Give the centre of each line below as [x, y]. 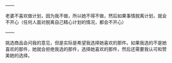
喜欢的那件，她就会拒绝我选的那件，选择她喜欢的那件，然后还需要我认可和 [84, 49]
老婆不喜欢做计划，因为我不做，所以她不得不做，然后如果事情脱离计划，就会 [86, 16]
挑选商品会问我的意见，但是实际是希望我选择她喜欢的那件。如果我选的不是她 [86, 43]
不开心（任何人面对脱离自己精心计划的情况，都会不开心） [66, 22]
